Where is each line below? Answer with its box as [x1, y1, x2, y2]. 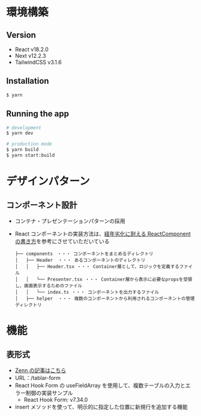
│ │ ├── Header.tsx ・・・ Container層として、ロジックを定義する [14, 263, 180, 270]
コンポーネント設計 [6, 200, 77, 211]
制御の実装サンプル [25, 389, 73, 396]
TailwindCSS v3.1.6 [14, 58, 62, 66]
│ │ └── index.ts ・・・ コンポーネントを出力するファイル [14, 289, 160, 295]
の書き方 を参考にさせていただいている [14, 237, 110, 244]
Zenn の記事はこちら [14, 367, 67, 374]
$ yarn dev [6, 130, 34, 136]
